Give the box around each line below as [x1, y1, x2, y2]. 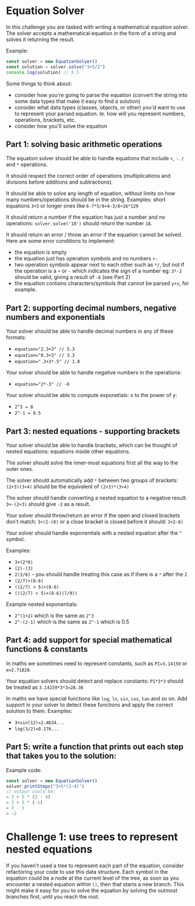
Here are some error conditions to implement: [6, 237, 115, 244]
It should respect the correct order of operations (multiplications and [6, 173, 171, 180]
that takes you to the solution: [6, 751, 117, 761]
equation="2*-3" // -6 [14, 381, 70, 387]
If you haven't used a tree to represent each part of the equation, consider [6, 862, 185, 869]
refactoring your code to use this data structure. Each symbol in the [6, 868, 168, 875]
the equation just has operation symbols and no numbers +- [14, 255, 158, 262]
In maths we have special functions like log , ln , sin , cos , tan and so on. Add [6, 695, 187, 702]
